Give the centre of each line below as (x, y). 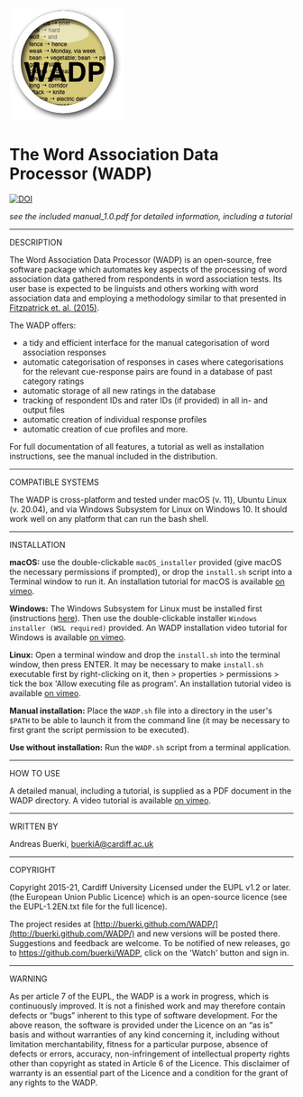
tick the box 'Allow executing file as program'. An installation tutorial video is (150, 683)
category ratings (53, 381)
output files (43, 410)
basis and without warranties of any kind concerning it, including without (144, 1034)
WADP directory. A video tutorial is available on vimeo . (110, 800)
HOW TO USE (35, 773)
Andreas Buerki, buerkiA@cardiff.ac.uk (82, 843)
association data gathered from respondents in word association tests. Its (146, 279)
